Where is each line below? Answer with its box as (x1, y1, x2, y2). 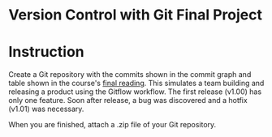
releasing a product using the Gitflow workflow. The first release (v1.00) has (8, 87, 262, 96)
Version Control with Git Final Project (8, 6, 262, 24)
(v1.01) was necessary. (8, 104, 84, 114)
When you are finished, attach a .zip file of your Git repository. (8, 120, 217, 130)
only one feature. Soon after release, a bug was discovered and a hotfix (8, 96, 248, 105)
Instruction (8, 43, 84, 62)
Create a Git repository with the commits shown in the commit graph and (8, 70, 252, 79)
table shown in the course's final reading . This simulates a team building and (8, 79, 265, 88)
